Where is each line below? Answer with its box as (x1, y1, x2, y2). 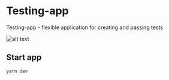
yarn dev (6, 68, 28, 74)
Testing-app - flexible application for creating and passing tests (6, 24, 164, 31)
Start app (6, 52, 42, 63)
